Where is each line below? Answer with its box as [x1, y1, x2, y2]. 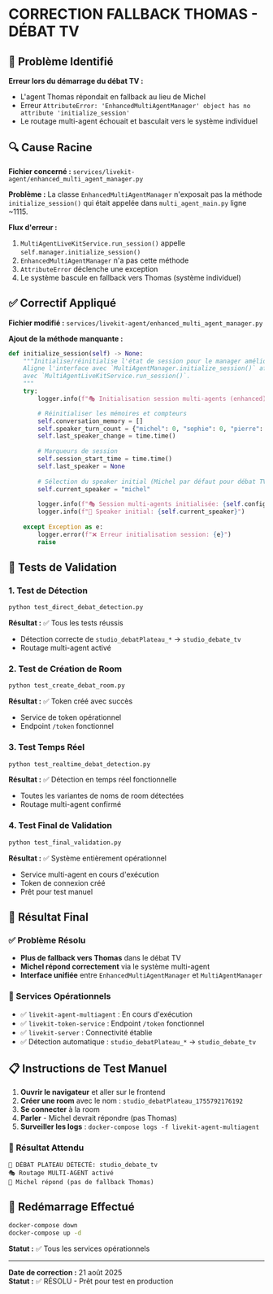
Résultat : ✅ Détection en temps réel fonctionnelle [8, 774, 177, 785]
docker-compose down [8, 1222, 79, 1230]
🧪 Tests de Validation [8, 560, 118, 574]
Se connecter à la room [19, 1104, 100, 1114]
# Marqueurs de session [37, 447, 118, 455]
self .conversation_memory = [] [37, 416, 144, 425]
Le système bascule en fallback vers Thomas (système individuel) [19, 272, 241, 282]
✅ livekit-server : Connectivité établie [19, 1027, 153, 1037]
